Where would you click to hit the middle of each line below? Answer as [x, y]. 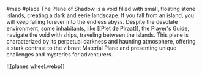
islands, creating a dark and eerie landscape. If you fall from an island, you [100, 15]
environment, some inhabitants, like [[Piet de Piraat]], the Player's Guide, [98, 28]
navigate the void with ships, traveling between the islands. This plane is [97, 35]
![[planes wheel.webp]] [36, 66]
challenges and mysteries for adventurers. [60, 54]
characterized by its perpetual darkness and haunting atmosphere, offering [101, 41]
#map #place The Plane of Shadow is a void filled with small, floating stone [101, 9]
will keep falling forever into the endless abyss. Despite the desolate [92, 22]
